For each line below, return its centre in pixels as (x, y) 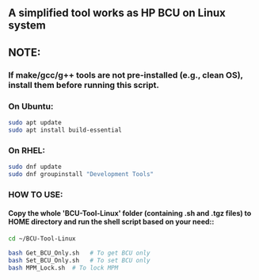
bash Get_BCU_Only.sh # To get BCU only (79, 253)
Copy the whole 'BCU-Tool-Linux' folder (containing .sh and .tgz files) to (130, 213)
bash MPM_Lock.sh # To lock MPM (63, 268)
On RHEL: (27, 150)
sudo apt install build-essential (65, 130)
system (27, 26)
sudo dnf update (35, 167)
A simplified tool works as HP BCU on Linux (117, 13)
